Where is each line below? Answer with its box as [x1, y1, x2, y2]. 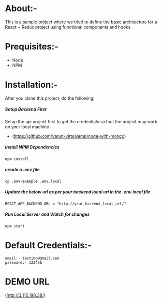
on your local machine [5, 124, 49, 129]
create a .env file [5, 167, 40, 173]
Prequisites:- [5, 41, 59, 52]
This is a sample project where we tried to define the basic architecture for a [5, 19, 157, 25]
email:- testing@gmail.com [5, 255, 59, 261]
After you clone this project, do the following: [5, 95, 95, 101]
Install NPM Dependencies [5, 144, 59, 150]
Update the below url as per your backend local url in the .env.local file [5, 189, 151, 195]
